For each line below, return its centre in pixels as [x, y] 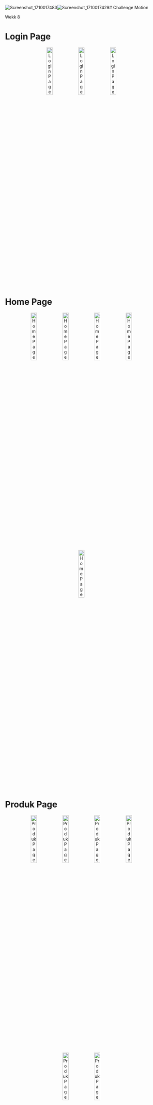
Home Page [29, 302]
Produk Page [31, 804]
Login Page [28, 37]
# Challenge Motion [129, 8]
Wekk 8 [13, 17]
